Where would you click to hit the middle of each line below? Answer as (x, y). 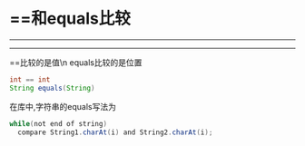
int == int (30, 79)
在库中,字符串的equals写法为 (63, 106)
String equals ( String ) (52, 88)
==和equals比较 (70, 19)
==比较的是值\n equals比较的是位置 (76, 62)
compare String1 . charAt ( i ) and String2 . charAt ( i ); (115, 132)
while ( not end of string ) (58, 123)
